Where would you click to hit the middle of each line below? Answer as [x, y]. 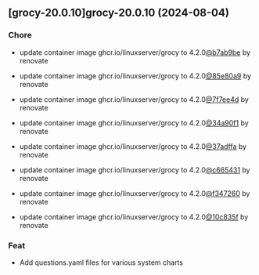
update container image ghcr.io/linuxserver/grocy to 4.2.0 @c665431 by [135, 170]
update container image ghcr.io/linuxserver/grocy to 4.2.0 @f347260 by [135, 193]
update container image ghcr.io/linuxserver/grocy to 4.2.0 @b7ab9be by [135, 52]
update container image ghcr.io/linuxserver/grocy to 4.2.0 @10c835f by [134, 217]
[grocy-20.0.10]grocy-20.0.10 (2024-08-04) [119, 13]
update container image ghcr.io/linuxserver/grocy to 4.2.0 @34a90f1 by [134, 123]
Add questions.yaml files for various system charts [101, 262]
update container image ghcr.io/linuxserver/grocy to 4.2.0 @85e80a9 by [135, 76]
